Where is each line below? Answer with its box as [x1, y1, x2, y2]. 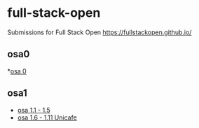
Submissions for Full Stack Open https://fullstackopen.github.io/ [7, 28, 192, 36]
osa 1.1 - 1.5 [17, 106, 50, 114]
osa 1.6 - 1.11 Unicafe [17, 113, 77, 122]
